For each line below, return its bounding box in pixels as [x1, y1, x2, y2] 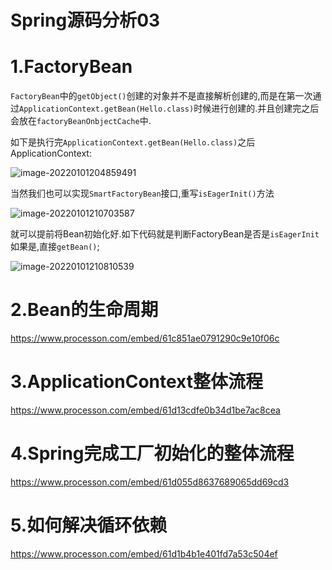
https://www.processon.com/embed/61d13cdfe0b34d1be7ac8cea [10, 404, 281, 416]
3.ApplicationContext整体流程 [10, 371, 263, 393]
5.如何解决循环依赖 [10, 514, 168, 537]
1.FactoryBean [10, 56, 133, 78]
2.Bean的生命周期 [10, 299, 159, 321]
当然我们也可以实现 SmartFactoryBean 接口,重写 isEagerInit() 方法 [10, 187, 275, 200]
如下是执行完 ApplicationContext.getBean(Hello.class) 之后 [10, 136, 256, 148]
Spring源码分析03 [10, 9, 161, 32]
